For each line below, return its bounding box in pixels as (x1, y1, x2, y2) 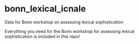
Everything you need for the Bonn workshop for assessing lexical (4, 28, 135, 34)
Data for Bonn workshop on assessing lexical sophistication (4, 19, 124, 25)
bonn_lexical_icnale (4, 3, 86, 14)
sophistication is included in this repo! (4, 33, 80, 39)
